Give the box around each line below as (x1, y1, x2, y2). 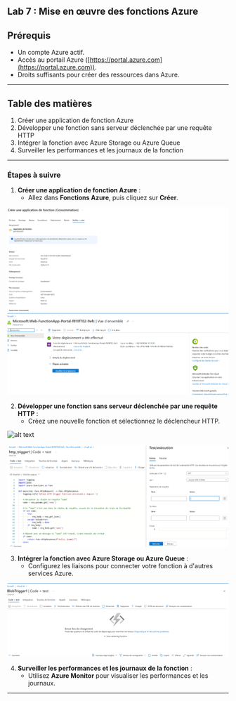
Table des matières (7, 98, 93, 110)
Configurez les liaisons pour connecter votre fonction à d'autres (27, 561, 213, 570)
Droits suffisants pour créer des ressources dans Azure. (17, 70, 180, 79)
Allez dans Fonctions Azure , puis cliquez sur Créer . (27, 193, 179, 202)
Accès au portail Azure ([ (17, 55, 90, 64)
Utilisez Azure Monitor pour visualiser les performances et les (27, 671, 209, 680)
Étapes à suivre (7, 170, 61, 180)
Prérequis (7, 30, 51, 41)
